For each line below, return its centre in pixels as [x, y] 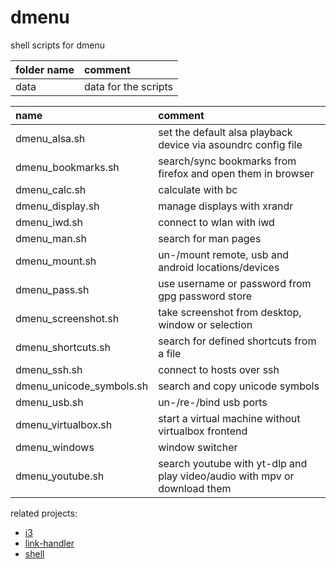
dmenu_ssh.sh [49, 369]
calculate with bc [198, 189]
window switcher [198, 447]
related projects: [44, 513]
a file [170, 353]
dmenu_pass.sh [52, 289]
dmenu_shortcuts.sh [63, 347]
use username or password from [235, 283]
